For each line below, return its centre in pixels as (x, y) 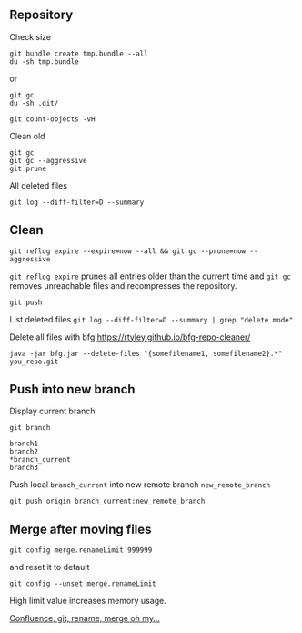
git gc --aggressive (49, 160)
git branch (30, 428)
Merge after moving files (81, 529)
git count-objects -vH (52, 119)
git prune (28, 168)
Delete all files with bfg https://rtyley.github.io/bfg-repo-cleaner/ (130, 337)
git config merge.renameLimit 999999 (81, 550)
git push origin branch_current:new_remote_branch (107, 501)
